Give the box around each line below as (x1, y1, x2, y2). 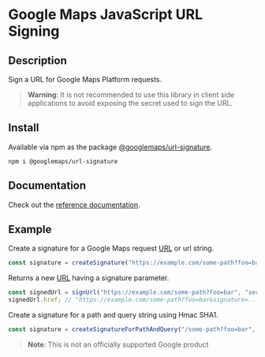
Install (8, 121, 39, 135)
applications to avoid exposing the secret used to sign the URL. (27, 99, 233, 107)
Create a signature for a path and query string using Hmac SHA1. (8, 310, 218, 320)
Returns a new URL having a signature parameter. (8, 273, 170, 283)
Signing (8, 22, 60, 40)
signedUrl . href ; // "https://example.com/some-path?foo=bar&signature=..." (8, 296, 263, 304)
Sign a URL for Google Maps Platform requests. (8, 75, 162, 84)
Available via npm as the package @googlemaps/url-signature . (8, 142, 213, 152)
